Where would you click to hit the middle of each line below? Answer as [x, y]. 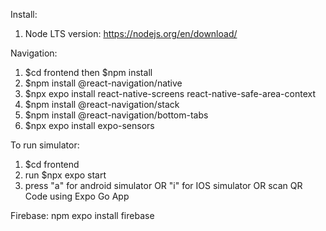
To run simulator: [45, 145]
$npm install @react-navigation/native [103, 83]
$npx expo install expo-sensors [89, 125]
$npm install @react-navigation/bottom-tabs [116, 115]
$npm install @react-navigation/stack [102, 104]
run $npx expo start [65, 175]
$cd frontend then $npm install [88, 72]
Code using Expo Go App [77, 196]
